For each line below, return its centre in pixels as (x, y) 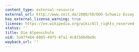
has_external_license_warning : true (43, 19)
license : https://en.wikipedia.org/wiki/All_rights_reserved (70, 24)
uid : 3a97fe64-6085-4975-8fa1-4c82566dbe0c (51, 38)
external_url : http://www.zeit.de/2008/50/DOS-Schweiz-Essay (70, 14)
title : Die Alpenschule (30, 33)
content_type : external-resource (40, 10)
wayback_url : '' (22, 42)
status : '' (16, 28)
